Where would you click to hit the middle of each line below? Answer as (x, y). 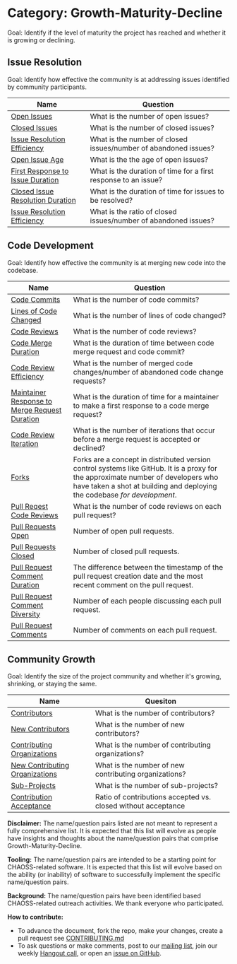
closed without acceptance (140, 806)
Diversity (26, 614)
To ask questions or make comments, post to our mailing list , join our (117, 946)
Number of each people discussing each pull (147, 601)
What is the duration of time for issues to (157, 191)
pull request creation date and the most (138, 576)
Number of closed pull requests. (126, 551)
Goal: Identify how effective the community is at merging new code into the (117, 262)
